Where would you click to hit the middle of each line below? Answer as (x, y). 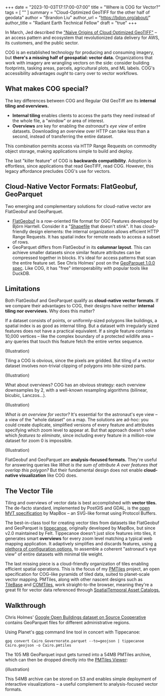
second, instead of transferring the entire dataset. (63, 136)
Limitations (23, 289)
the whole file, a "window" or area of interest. (58, 121)
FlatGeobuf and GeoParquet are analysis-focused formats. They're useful (81, 460)
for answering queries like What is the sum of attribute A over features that (81, 465)
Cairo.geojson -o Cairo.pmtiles (38, 646)
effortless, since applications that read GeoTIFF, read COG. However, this (79, 166)
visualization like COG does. (48, 475)
